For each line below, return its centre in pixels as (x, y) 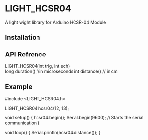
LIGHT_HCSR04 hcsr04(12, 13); (37, 108)
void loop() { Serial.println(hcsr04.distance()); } (53, 132)
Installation (23, 38)
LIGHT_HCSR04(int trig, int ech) (37, 66)
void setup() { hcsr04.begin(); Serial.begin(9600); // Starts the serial (74, 117)
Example (19, 87)
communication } (22, 123)
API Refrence (26, 54)
